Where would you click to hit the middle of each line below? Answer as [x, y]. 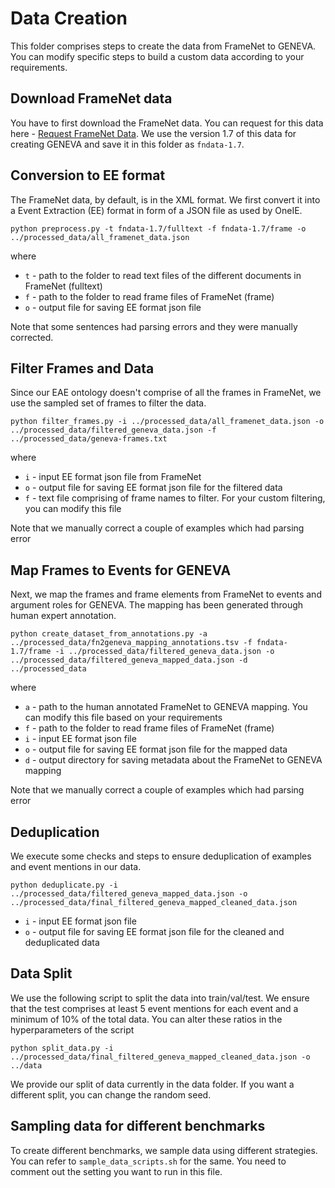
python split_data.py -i [62, 1048]
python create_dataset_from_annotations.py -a [109, 634]
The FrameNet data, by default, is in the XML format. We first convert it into [165, 199]
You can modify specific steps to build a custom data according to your [157, 56]
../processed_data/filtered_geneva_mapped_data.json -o [129, 894]
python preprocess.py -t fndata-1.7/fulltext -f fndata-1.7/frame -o [158, 228]
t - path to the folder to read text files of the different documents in [163, 275]
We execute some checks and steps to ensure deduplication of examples [161, 856]
